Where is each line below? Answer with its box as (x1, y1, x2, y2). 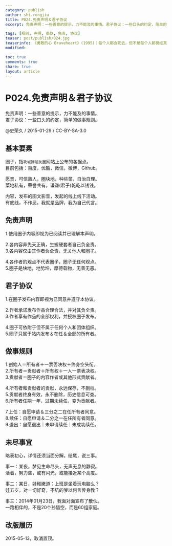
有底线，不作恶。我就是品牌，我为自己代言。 (5, 200, 100, 205)
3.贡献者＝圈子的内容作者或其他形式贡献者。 (5, 374, 99, 380)
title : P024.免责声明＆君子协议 (5, 17, 68, 22)
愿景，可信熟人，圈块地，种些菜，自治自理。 (5, 176, 100, 182)
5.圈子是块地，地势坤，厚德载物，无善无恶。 (5, 265, 99, 271)
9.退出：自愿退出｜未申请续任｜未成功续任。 (5, 422, 99, 428)
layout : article (5, 69, 40, 74)
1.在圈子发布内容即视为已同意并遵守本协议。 (5, 296, 98, 302)
